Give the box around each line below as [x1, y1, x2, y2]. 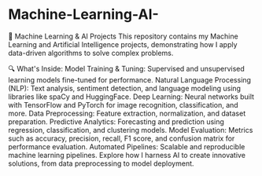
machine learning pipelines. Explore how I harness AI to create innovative [8, 150, 246, 159]
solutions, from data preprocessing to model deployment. [8, 159, 194, 168]
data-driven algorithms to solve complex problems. [8, 48, 174, 57]
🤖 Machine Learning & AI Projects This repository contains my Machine [8, 31, 238, 41]
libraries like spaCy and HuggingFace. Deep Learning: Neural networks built [8, 92, 254, 101]
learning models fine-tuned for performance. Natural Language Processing [8, 75, 252, 84]
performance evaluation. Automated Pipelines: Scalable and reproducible [8, 141, 245, 151]
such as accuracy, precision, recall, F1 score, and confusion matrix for [8, 134, 235, 143]
